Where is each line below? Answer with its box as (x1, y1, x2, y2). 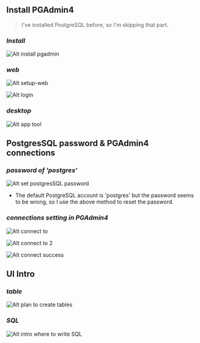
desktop (6, 106, 32, 115)
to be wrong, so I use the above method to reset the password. (15, 198, 174, 205)
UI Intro (6, 269, 35, 279)
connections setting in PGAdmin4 (6, 213, 109, 222)
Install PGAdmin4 (6, 5, 75, 15)
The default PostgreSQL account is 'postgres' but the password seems (15, 192, 194, 199)
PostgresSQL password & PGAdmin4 (6, 138, 149, 149)
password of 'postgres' (6, 166, 78, 175)
